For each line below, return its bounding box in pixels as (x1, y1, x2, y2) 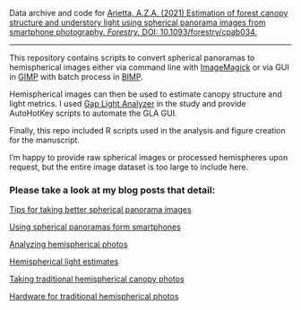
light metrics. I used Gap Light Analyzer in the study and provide (9, 99, 246, 108)
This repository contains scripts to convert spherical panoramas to (9, 53, 255, 63)
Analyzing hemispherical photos (9, 239, 128, 250)
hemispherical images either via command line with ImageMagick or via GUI (9, 62, 289, 73)
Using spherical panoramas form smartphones (9, 221, 181, 232)
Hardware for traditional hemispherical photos (9, 291, 179, 302)
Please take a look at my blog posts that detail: (9, 184, 216, 196)
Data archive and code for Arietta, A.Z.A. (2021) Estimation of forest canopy (9, 8, 288, 18)
